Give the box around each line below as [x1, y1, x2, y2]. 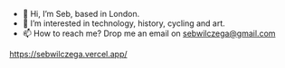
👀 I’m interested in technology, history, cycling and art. [22, 18, 226, 29]
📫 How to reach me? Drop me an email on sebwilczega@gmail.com [22, 28, 276, 38]
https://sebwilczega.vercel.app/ [9, 49, 128, 59]
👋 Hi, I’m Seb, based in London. [22, 9, 140, 19]
